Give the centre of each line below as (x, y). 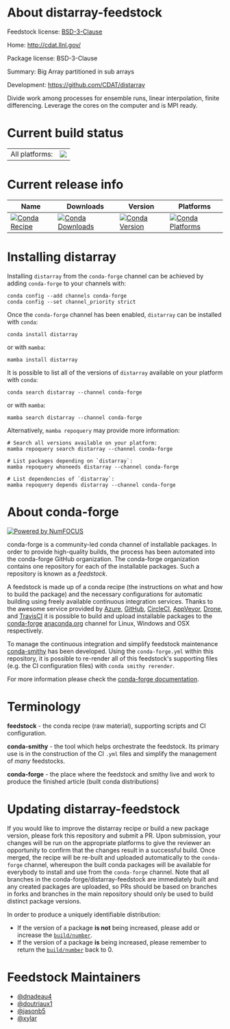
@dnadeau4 (35, 996)
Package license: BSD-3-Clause (52, 58)
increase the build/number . (55, 935)
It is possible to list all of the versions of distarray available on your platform (115, 372)
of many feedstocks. (36, 761)
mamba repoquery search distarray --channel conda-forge (90, 449)
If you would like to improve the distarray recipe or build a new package (108, 828)
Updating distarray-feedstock (93, 809)
